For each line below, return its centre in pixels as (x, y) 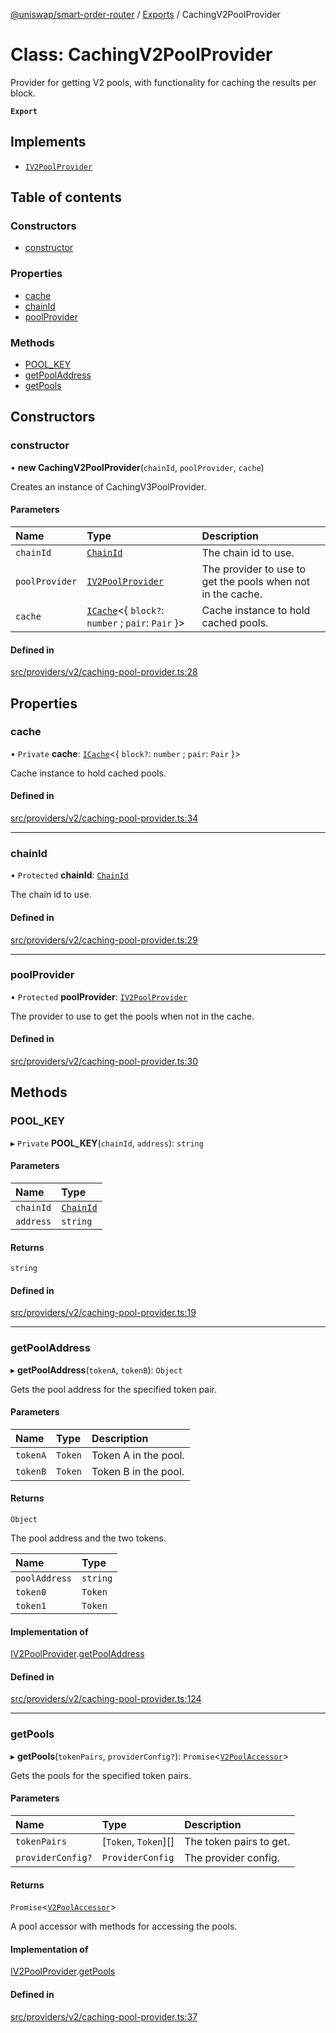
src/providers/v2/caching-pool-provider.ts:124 (106, 1699)
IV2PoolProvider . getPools (63, 1971)
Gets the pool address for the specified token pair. (114, 1389)
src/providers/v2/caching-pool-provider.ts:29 (104, 940)
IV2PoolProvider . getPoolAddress (77, 1654)
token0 (31, 1592)
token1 (31, 1606)
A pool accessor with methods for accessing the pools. (124, 1926)
